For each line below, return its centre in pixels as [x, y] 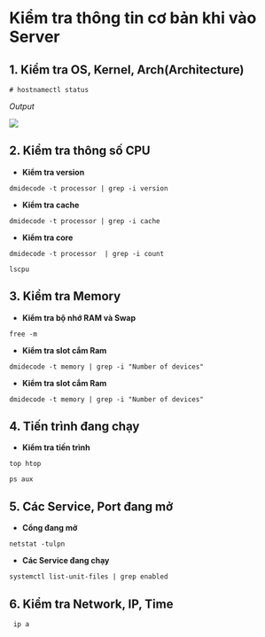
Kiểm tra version [53, 172]
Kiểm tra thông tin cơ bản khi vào [133, 18]
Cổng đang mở [50, 528]
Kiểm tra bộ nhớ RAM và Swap [79, 317]
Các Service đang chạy [66, 561]
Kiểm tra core [47, 237]
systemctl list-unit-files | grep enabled [89, 577]
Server [35, 37]
